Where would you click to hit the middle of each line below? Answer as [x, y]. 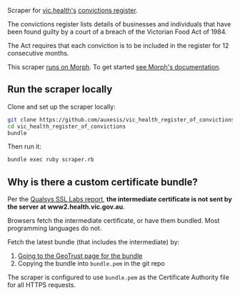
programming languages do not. [55, 229]
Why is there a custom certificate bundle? [102, 182]
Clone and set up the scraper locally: [61, 106]
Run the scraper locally [60, 90]
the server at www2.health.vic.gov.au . [66, 207]
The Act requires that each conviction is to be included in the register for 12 [118, 45]
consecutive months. [38, 53]
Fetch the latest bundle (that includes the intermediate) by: [94, 242]
